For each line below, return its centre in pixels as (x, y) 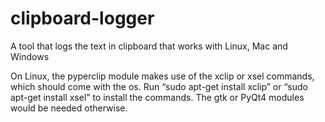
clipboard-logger (82, 18)
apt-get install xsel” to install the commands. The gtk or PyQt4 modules (157, 97)
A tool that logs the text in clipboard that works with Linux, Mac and (149, 46)
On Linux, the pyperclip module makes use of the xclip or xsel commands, (162, 76)
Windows (30, 56)
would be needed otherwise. (69, 108)
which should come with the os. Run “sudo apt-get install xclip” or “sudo (159, 86)
